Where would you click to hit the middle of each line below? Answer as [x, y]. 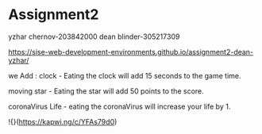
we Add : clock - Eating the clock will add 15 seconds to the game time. [125, 75]
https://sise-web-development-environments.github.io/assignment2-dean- [131, 52]
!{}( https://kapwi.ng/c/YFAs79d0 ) [63, 121]
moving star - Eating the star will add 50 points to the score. [106, 91]
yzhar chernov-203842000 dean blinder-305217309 [94, 36]
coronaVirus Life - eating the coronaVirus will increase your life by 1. [119, 106]
